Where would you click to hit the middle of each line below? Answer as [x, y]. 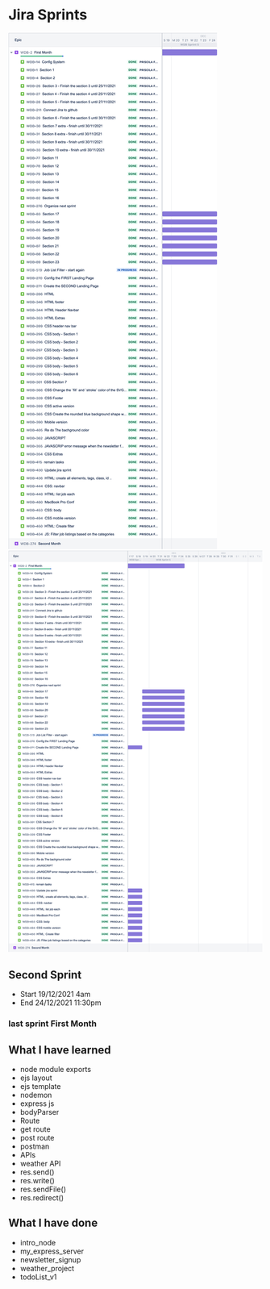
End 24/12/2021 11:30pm [60, 1003]
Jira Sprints [48, 15]
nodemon [36, 1095]
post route [37, 1137]
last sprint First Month [53, 1024]
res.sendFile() [43, 1189]
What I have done [53, 1223]
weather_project [47, 1268]
